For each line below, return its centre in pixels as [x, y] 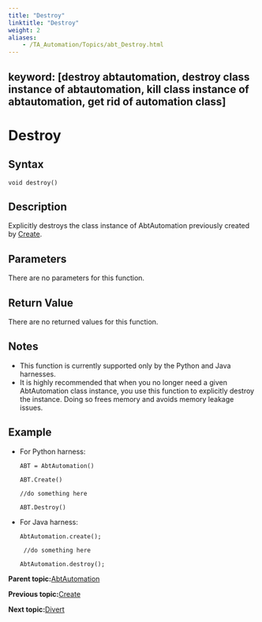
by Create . [25, 234]
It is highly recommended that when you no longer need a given [123, 382]
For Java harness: [49, 522]
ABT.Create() [41, 480]
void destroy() [33, 182]
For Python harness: [52, 452]
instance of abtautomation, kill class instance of [129, 89]
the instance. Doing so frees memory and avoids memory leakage [127, 399]
